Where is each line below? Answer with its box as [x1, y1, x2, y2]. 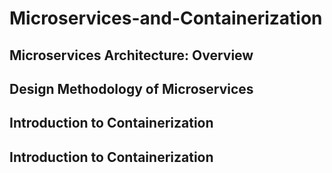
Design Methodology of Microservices [9, 80, 254, 97]
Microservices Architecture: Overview [9, 47, 254, 64]
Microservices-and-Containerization [9, 7, 323, 30]
